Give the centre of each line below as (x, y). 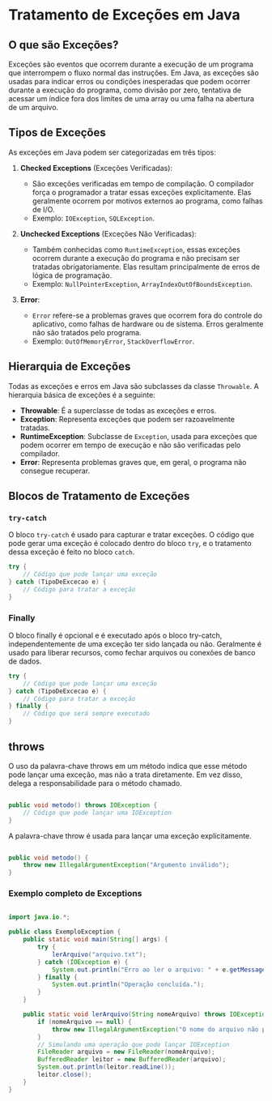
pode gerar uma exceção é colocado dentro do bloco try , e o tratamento (130, 544)
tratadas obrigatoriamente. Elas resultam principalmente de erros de (146, 267)
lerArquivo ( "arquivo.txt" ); (99, 954)
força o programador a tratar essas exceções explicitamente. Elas (142, 192)
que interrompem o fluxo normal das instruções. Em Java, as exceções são (134, 73)
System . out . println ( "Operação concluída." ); (128, 985)
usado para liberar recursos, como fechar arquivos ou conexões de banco (132, 652)
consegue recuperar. (55, 471)
